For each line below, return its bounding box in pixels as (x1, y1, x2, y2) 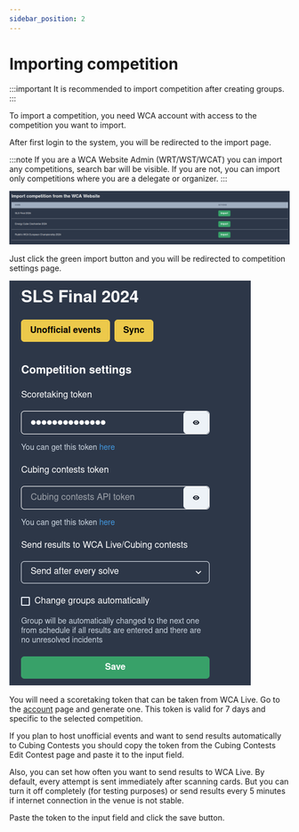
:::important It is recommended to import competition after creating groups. (9, 83, 285, 94)
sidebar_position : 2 (9, 14, 86, 23)
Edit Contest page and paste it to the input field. (9, 749, 185, 761)
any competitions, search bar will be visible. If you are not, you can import (9, 163, 280, 174)
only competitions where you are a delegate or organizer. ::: (9, 173, 228, 184)
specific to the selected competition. (9, 714, 144, 724)
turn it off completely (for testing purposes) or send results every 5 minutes (9, 786, 287, 796)
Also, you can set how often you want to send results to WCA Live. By (9, 767, 265, 778)
